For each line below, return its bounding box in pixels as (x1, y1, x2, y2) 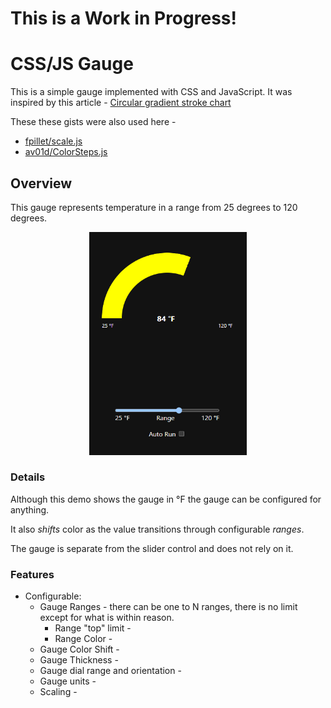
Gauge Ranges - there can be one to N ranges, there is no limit (39, 601, 298, 613)
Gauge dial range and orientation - (39, 665, 182, 677)
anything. (10, 503, 50, 516)
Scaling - (39, 686, 78, 698)
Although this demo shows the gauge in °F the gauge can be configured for (10, 493, 322, 505)
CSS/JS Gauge (10, 53, 134, 76)
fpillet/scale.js (24, 135, 83, 147)
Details (10, 470, 46, 484)
